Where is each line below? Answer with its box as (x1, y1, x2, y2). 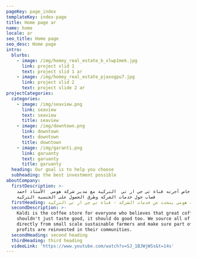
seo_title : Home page (6, 36, 59, 42)
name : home (6, 25, 33, 31)
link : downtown (21, 128, 59, 135)
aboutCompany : (6, 178, 41, 184)
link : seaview (21, 107, 57, 113)
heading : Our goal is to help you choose (11, 167, 114, 173)
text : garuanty (21, 156, 59, 162)
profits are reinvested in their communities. (16, 226, 133, 232)
